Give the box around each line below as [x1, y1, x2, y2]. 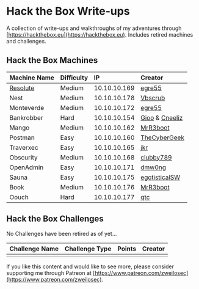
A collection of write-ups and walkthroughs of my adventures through [6, 24, 182, 32]
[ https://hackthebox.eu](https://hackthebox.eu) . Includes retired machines [6, 31, 194, 38]
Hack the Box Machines [6, 55, 98, 65]
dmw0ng [140, 163, 167, 172]
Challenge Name [9, 244, 59, 253]
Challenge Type [64, 244, 112, 253]
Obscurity [9, 153, 38, 161]
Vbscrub [140, 93, 165, 102]
